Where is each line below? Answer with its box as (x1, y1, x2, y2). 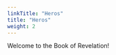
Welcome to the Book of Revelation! (7, 42, 110, 50)
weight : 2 (7, 23, 36, 30)
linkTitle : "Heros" (7, 10, 64, 17)
